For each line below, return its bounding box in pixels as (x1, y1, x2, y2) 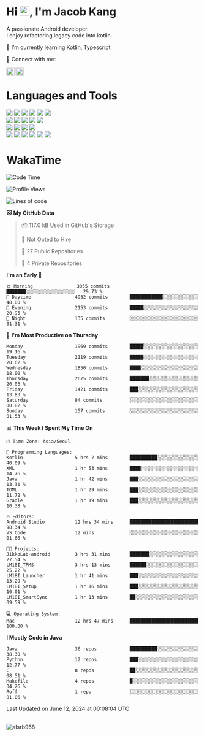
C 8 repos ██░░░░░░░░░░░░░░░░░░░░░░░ (6, 667, 199, 673)
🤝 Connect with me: (6, 55, 56, 63)
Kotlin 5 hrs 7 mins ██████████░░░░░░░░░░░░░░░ (6, 454, 199, 461)
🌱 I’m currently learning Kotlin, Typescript (6, 44, 111, 51)
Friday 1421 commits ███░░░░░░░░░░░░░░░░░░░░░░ (6, 386, 199, 393)
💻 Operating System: (6, 611, 61, 617)
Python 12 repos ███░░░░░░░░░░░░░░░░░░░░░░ (6, 656, 199, 662)
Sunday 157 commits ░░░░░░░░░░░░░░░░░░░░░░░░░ (6, 407, 199, 414)
